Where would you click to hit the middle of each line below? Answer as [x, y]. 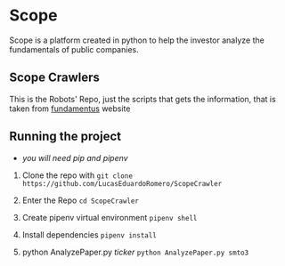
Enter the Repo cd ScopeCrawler [81, 200]
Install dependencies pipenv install [90, 234]
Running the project [65, 137]
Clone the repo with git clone [77, 175]
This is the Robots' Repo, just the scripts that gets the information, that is [142, 99]
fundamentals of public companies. [74, 49]
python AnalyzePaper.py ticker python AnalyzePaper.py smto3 [135, 252]
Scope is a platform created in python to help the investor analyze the [137, 40]
